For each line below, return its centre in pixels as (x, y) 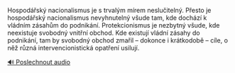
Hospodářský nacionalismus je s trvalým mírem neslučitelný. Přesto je (109, 10)
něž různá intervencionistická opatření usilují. (73, 48)
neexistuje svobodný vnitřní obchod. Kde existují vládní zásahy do (104, 33)
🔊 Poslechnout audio (39, 62)
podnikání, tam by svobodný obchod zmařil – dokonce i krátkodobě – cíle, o (118, 40)
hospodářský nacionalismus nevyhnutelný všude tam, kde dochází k (107, 18)
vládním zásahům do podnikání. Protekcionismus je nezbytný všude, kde (114, 25)
